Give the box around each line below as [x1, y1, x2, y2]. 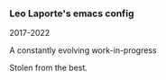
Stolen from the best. [9, 62, 88, 74]
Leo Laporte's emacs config [9, 7, 134, 20]
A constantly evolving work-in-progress [9, 45, 157, 56]
